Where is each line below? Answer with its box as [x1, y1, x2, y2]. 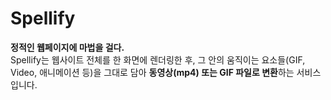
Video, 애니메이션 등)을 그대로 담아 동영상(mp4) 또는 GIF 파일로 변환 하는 [10, 66, 295, 78]
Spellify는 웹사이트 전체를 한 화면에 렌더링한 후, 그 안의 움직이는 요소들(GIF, [10, 53, 306, 66]
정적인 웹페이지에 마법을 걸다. [10, 41, 125, 53]
